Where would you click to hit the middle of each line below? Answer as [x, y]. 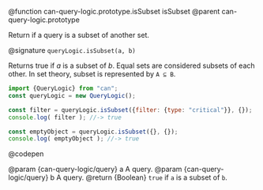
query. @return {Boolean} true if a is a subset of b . [145, 177]
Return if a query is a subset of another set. [79, 35]
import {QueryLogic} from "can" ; [63, 88]
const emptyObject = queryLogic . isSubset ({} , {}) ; [93, 132]
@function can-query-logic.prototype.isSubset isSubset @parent [114, 11]
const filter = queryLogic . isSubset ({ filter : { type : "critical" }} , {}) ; [130, 110]
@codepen [26, 154]
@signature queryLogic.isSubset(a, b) [72, 50]
